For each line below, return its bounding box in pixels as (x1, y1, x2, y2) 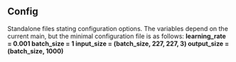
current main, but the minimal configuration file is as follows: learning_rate (7, 32, 226, 40)
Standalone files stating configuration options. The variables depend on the (7, 24, 229, 32)
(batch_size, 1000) (7, 46, 64, 55)
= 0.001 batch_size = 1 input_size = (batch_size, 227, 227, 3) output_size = (7, 39, 230, 48)
